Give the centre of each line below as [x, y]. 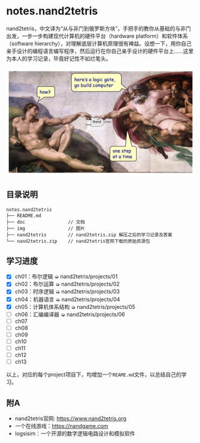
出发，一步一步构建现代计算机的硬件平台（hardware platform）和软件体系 [97, 36]
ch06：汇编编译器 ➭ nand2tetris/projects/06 [70, 314]
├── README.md [24, 215]
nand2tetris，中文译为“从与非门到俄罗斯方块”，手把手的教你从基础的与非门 [99, 28]
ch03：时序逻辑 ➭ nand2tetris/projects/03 [67, 292]
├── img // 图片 [46, 228]
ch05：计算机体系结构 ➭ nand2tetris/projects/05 [75, 307]
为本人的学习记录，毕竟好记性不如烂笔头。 [59, 58]
